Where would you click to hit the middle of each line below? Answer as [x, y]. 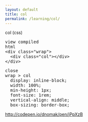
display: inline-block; [39, 81]
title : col [16, 14]
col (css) [14, 33]
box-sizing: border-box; [40, 105]
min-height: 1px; [31, 90]
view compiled [22, 42]
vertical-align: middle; [40, 100]
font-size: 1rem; [31, 95]
